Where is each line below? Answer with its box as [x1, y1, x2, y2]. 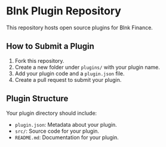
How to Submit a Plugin [6, 41, 94, 51]
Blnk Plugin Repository [6, 4, 121, 18]
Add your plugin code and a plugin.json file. [14, 70, 125, 77]
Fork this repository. [14, 57, 64, 64]
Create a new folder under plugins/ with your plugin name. [14, 63, 160, 71]
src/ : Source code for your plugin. [14, 127, 100, 134]
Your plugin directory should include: [6, 109, 97, 117]
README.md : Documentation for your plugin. [14, 133, 119, 141]
